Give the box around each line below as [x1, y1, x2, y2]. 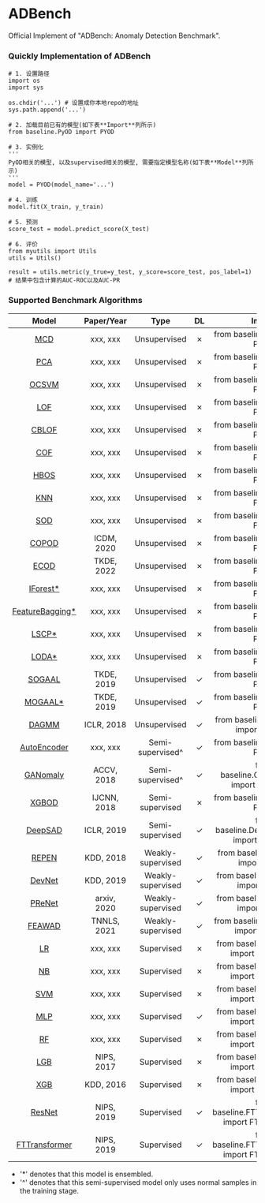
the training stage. [19, 1186, 79, 1195]
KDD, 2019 [84, 875, 126, 886]
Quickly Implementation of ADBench [8, 50, 151, 62]
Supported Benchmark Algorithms [8, 295, 144, 306]
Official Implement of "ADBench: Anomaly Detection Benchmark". [8, 31, 221, 40]
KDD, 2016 [84, 1078, 126, 1089]
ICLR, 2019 [84, 824, 127, 835]
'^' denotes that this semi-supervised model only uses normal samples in [19, 1177, 257, 1187]
